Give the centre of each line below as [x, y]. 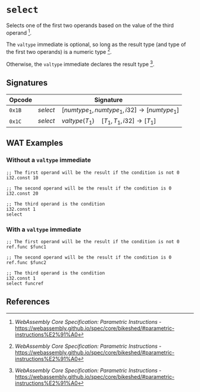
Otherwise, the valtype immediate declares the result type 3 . [80, 64]
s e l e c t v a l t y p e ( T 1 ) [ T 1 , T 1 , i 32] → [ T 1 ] [97, 121]
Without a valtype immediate [49, 160]
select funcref [25, 284]
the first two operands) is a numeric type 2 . [59, 51]
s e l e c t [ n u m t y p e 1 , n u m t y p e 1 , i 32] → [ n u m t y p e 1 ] [109, 110]
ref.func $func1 [26, 247]
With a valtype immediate [44, 229]
